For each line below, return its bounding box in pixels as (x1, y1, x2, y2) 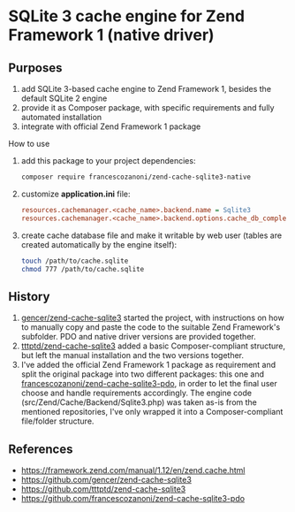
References (8, 441, 73, 456)
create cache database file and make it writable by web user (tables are (20, 230, 283, 241)
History (8, 289, 50, 304)
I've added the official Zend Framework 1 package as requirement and (20, 360, 276, 371)
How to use (8, 139, 50, 149)
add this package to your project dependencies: (20, 156, 196, 165)
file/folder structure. (20, 416, 95, 426)
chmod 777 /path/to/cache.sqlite (20, 264, 145, 273)
